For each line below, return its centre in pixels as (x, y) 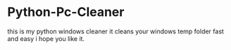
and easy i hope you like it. (46, 38)
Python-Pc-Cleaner (66, 12)
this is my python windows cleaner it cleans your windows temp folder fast (115, 31)
